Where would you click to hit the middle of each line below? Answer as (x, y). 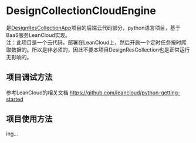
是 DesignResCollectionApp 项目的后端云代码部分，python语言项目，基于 (93, 28)
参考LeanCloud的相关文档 (37, 93)
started (15, 99)
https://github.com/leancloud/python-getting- (125, 93)
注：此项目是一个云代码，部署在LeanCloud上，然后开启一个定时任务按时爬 (96, 42)
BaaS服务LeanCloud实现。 (38, 35)
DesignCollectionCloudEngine (81, 11)
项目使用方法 (29, 119)
